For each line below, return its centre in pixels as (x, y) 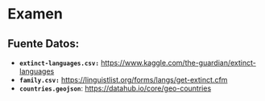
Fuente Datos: (43, 44)
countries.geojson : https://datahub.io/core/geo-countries (115, 88)
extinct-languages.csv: (59, 63)
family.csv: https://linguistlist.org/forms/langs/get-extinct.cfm (123, 80)
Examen (35, 14)
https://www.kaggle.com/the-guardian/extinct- (179, 63)
